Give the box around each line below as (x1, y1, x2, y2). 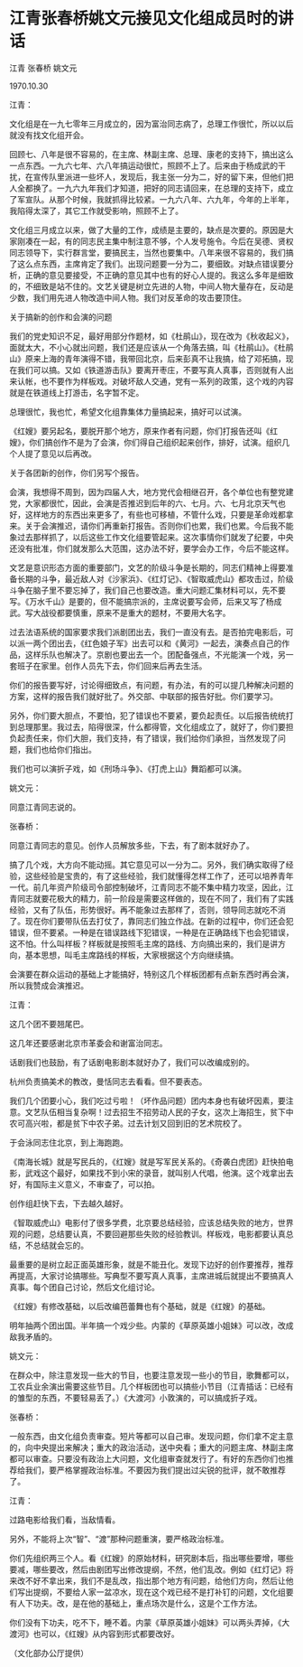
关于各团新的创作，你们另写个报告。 (9, 467, 144, 478)
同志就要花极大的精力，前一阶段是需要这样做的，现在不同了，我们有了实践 (16, 893, 294, 904)
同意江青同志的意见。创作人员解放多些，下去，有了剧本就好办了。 (9, 839, 254, 850)
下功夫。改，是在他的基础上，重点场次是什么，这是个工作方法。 (24, 1597, 262, 1608)
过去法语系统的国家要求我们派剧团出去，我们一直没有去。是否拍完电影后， (9, 626, 286, 637)
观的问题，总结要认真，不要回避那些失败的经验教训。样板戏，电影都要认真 (9, 1228, 286, 1239)
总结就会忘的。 (32, 1240, 88, 1250)
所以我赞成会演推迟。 (9, 979, 88, 990)
